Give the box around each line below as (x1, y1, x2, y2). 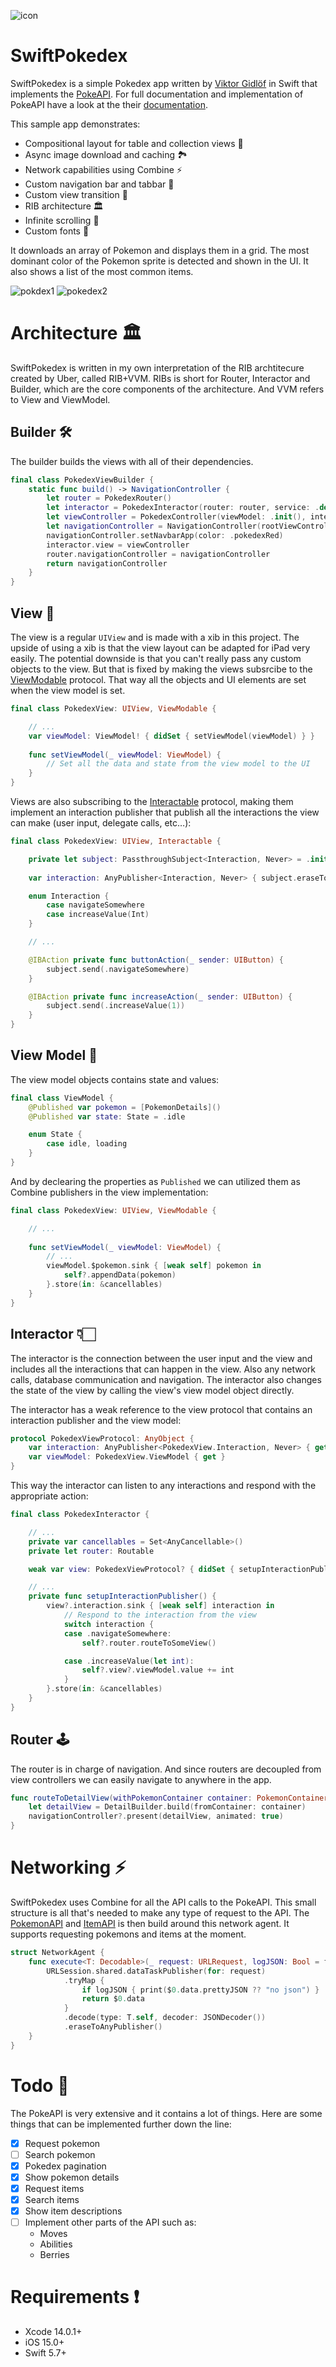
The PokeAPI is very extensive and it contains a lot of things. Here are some (10, 2107, 323, 2119)
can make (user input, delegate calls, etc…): (10, 817, 192, 829)
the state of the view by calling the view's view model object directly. (10, 1384, 295, 1396)
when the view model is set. (10, 685, 126, 696)
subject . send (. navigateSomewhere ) (46, 964, 190, 974)
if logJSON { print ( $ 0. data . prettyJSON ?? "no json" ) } (81, 1985, 320, 1995)
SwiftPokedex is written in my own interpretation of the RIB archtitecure (10, 361, 305, 374)
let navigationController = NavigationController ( (46, 521, 262, 532)
